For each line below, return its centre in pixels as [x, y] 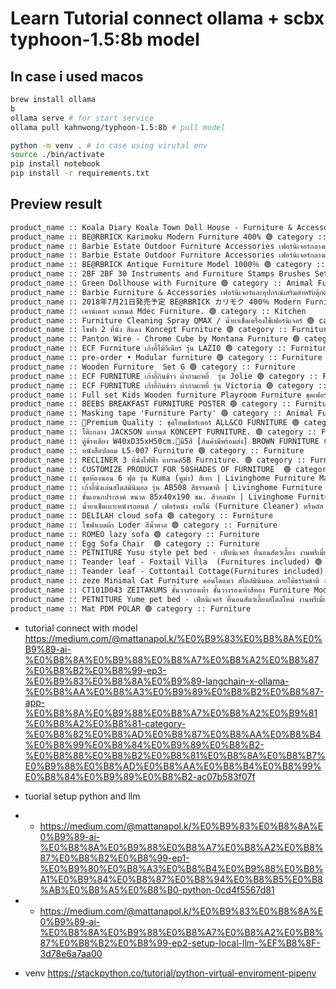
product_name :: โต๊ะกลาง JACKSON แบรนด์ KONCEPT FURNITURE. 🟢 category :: [163, 432]
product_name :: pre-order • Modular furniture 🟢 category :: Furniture [166, 358]
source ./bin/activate [57, 155]
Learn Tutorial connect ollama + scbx [167, 18]
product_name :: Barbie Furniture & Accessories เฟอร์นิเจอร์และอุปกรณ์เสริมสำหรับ [163, 292]
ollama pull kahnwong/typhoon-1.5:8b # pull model [118, 127]
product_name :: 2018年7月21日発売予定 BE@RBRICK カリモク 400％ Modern [156, 302]
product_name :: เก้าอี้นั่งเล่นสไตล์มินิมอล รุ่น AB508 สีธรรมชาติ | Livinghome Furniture [166, 488]
